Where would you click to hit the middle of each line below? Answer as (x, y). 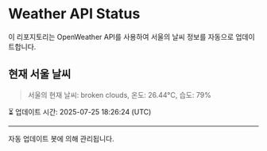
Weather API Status (74, 14)
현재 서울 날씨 (40, 74)
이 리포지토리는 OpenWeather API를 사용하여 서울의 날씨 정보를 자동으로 (121, 37)
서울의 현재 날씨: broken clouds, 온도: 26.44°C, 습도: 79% (120, 95)
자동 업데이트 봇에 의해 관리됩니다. (61, 138)
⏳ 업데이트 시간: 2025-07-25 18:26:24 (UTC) (80, 111)
